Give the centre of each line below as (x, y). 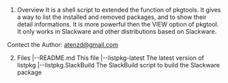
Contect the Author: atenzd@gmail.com (62, 45)
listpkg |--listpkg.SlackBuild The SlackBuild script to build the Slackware (118, 65)
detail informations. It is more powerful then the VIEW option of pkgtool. (118, 24)
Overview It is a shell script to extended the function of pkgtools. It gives (119, 10)
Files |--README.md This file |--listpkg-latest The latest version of (111, 58)
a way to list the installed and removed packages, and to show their (112, 17)
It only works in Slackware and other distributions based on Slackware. (117, 31)
